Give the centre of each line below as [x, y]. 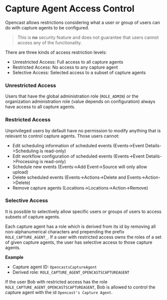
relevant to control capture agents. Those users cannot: [62, 136]
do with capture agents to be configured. [47, 27]
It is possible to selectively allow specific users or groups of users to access [83, 211]
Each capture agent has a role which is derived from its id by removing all [81, 226]
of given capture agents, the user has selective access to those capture [79, 242]
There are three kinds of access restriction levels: [56, 52]
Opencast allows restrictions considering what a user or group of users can [83, 22]
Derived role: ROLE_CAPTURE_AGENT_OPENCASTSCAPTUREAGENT [71, 272]
